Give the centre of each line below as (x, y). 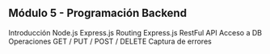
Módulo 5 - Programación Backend (98, 13)
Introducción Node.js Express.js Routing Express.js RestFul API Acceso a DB (135, 32)
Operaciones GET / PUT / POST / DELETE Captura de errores (110, 41)
